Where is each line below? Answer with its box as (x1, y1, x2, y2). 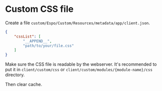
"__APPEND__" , (23, 39, 52, 44)
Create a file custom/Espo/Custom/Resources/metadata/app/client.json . (5, 20, 150, 26)
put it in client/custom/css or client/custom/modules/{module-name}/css (5, 67, 153, 73)
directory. (5, 72, 25, 78)
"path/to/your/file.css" (23, 43, 74, 48)
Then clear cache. (5, 82, 42, 88)
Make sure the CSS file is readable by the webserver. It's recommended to (5, 61, 157, 67)
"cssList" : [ (14, 34, 41, 39)
